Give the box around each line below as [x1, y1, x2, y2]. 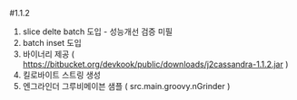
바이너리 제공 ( [22, 49, 75, 59]
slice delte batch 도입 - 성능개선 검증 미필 [22, 26, 173, 37]
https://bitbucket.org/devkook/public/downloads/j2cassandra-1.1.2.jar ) [22, 59, 289, 69]
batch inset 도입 [22, 38, 82, 48]
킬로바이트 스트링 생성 [22, 69, 102, 80]
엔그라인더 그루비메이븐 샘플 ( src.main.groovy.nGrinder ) [22, 81, 231, 91]
